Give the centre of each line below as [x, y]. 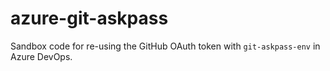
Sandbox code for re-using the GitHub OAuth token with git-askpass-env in [165, 46]
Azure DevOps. [41, 56]
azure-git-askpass [89, 18]
